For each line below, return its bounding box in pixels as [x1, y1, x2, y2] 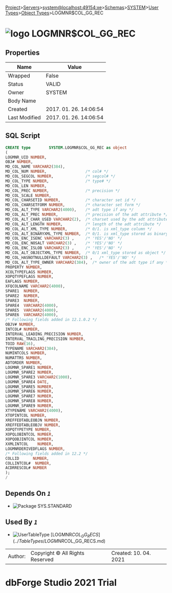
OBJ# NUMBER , [5, 159, 33, 165]
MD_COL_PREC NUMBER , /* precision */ [5, 188, 120, 193]
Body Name [8, 97, 36, 104]
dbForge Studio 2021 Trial [5, 577, 117, 588]
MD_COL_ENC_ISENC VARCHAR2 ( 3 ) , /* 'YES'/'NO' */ [5, 236, 123, 241]
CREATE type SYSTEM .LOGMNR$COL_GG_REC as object [5, 145, 127, 150]
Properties [5, 48, 40, 57]
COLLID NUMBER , [5, 456, 50, 461]
